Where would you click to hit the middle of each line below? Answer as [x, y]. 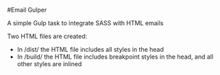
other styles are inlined [49, 64]
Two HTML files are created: [47, 36]
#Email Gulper [27, 10]
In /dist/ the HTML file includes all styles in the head [90, 49]
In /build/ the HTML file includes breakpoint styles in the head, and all [115, 57]
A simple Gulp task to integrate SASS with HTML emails [85, 23]
